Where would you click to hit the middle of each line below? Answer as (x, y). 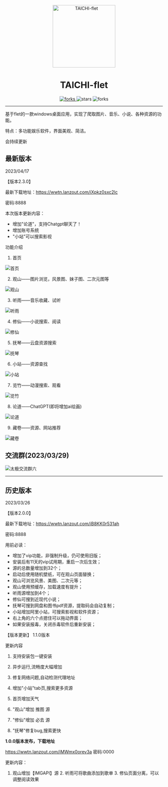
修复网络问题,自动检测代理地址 (44, 677)
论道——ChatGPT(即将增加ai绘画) (47, 406)
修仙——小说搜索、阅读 (36, 321)
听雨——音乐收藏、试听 (36, 300)
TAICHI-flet (84, 85)
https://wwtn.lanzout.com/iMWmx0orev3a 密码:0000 (60, 752)
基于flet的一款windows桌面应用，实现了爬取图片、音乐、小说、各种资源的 (81, 114)
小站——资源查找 (30, 364)
